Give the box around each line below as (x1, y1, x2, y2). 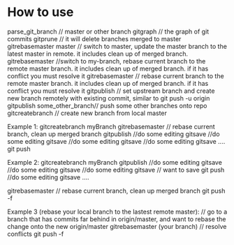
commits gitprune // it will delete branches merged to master (7, 34, 182, 43)
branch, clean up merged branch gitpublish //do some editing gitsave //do (7, 130, 220, 138)
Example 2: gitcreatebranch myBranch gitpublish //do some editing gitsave (7, 158, 222, 166)
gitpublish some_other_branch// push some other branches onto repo (7, 101, 207, 110)
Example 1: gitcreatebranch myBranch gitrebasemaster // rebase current (7, 122, 215, 131)
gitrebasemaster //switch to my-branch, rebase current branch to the (7, 57, 206, 65)
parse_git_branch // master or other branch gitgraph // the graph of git (7, 27, 210, 36)
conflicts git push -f (7, 230, 64, 238)
